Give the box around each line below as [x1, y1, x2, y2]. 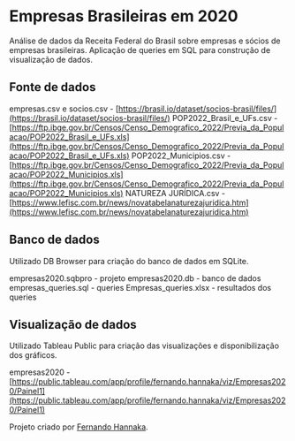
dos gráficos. [9, 350, 57, 361]
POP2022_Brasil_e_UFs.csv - [171, 112, 278, 123]
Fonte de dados [9, 80, 96, 95]
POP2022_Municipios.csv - [131, 150, 231, 161]
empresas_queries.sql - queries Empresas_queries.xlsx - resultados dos [9, 282, 272, 293]
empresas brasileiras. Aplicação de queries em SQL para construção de [9, 44, 271, 55]
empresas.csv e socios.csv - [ [9, 103, 119, 114]
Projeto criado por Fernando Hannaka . [9, 422, 148, 432]
